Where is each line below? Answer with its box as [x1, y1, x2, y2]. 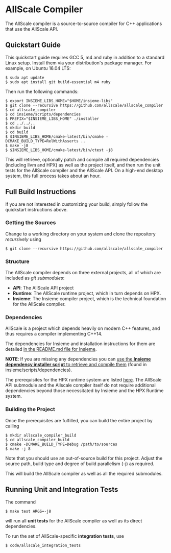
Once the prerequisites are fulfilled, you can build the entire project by [5, 417, 153, 423]
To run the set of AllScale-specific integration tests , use [5, 533, 124, 539]
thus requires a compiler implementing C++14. [5, 331, 103, 337]
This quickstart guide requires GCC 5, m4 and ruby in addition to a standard [5, 54, 165, 60]
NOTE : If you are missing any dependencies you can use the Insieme [5, 356, 151, 362]
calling [5, 423, 19, 429]
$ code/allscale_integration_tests [5, 543, 81, 548]
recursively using [5, 236, 42, 242]
